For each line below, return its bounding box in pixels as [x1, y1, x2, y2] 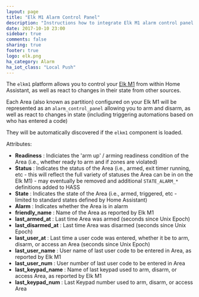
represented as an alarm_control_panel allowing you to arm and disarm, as [6, 105, 191, 112]
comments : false [6, 36, 47, 42]
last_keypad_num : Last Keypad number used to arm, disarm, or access [14, 279, 193, 286]
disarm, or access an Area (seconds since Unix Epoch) [14, 241, 151, 248]
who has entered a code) [6, 117, 68, 125]
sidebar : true [6, 31, 42, 37]
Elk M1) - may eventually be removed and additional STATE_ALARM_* [14, 177, 179, 185]
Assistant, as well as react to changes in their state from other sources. [6, 87, 181, 94]
